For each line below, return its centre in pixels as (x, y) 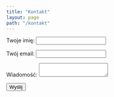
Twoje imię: (21, 40)
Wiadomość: (22, 75)
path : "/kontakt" (28, 23)
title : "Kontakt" (28, 12)
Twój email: (21, 54)
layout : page (23, 17)
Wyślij (16, 87)
